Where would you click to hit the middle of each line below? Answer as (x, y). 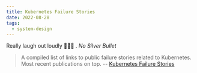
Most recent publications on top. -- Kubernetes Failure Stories (98, 64)
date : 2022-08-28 (28, 17)
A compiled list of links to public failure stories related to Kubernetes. (106, 57)
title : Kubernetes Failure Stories (51, 12)
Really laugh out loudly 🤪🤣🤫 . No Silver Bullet (61, 46)
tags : (13, 23)
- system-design (32, 29)
